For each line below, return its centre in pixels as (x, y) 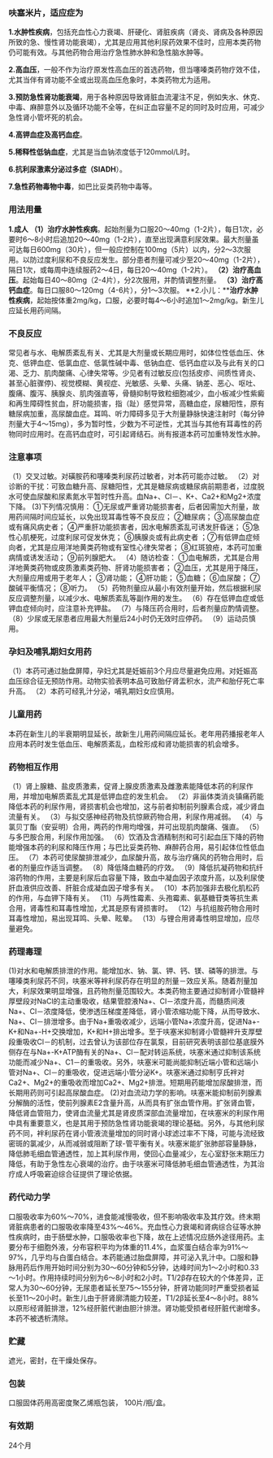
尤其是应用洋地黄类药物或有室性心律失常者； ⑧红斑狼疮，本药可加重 (146, 547)
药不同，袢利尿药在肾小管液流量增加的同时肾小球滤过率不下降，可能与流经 (133, 1134)
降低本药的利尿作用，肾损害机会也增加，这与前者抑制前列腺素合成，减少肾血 (136, 807)
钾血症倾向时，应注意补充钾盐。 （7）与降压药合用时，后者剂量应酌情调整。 (136, 608)
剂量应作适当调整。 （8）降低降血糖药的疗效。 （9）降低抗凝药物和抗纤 (143, 868)
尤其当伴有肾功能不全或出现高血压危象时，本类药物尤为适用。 (112, 80)
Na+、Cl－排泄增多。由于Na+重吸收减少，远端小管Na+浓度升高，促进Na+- (134, 1021)
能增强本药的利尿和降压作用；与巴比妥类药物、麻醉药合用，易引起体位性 (129, 847)
